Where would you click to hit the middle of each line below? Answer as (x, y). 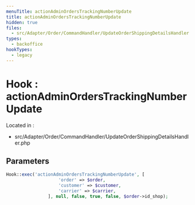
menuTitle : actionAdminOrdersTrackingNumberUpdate (69, 11)
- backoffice (27, 45)
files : (14, 28)
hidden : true (22, 22)
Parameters (28, 161)
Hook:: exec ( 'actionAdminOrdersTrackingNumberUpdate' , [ (75, 175)
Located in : (20, 125)
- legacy (22, 55)
